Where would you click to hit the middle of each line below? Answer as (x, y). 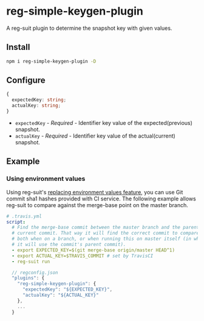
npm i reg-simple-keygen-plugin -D (51, 61)
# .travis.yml (24, 216)
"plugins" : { (28, 278)
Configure (26, 80)
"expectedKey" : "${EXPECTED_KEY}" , (67, 290)
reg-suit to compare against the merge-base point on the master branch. (97, 205)
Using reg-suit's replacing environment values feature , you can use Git (95, 192)
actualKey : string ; (36, 106)
